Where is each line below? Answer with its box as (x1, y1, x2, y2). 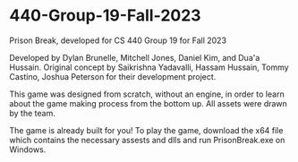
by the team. (9, 107, 55, 118)
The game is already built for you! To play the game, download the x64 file (9, 124, 284, 135)
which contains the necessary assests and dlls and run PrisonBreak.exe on (9, 134, 285, 145)
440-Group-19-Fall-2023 (9, 5, 201, 26)
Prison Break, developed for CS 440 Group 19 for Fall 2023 (9, 35, 226, 46)
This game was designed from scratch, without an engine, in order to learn (9, 89, 285, 99)
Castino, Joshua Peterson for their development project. (9, 71, 217, 81)
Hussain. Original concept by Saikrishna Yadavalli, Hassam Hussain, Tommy (9, 62, 289, 72)
